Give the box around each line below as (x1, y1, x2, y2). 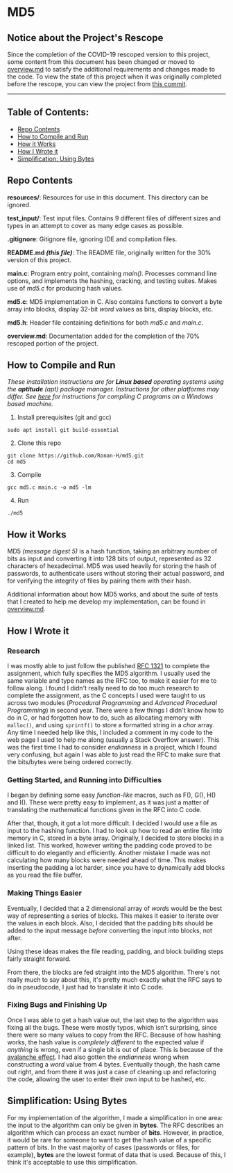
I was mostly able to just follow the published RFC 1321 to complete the (7, 661, 210, 670)
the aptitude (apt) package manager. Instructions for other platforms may (7, 385, 220, 394)
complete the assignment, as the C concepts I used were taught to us (7, 691, 206, 699)
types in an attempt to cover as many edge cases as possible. (7, 221, 184, 229)
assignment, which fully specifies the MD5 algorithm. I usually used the (7, 669, 211, 677)
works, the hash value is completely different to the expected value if (7, 1037, 205, 1046)
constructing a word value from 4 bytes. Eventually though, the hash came (7, 1060, 221, 1068)
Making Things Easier (7, 888, 82, 898)
